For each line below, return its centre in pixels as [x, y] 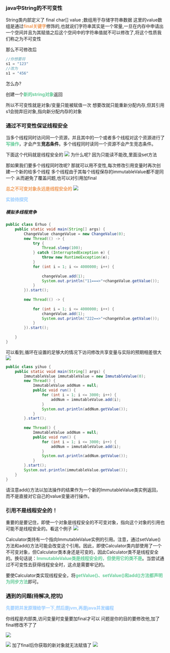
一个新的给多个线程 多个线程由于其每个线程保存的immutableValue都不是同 [87, 172]
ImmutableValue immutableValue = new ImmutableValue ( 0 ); [85, 376]
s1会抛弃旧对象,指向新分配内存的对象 [44, 111]
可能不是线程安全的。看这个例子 [39, 528]
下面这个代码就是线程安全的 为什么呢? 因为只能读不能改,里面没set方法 [81, 155]
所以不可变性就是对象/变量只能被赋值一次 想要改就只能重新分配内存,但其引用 [85, 105]
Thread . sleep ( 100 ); [62, 248]
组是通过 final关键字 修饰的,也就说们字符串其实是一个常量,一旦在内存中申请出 [85, 26]
